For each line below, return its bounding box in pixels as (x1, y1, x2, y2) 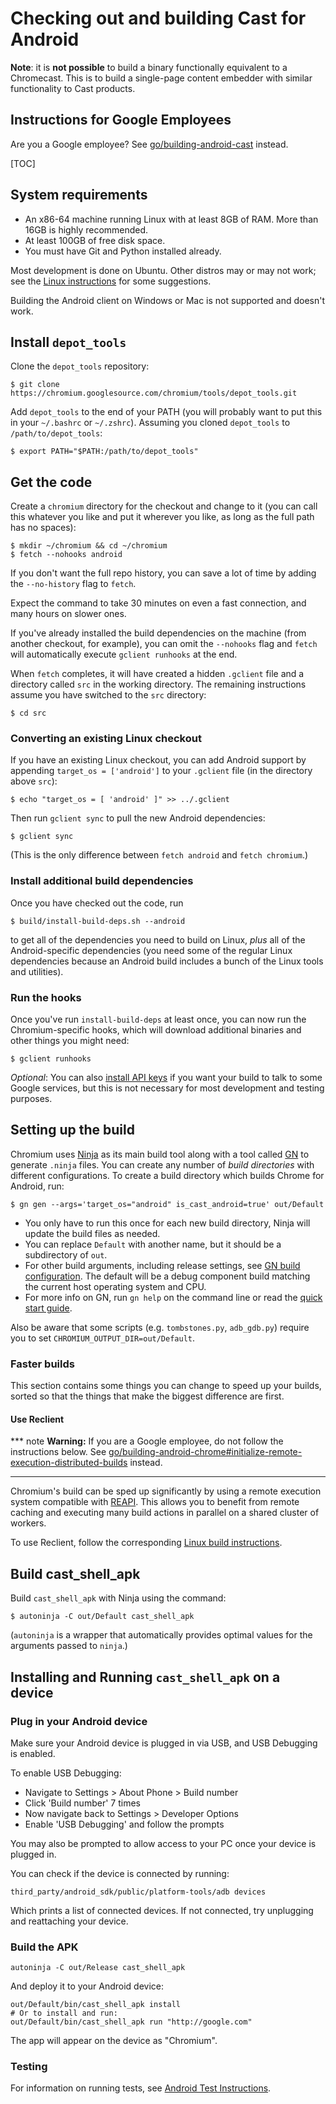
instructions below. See (10, 1446, 107, 1458)
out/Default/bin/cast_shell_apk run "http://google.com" (10, 2017, 253, 2027)
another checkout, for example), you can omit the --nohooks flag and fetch (10, 638, 318, 650)
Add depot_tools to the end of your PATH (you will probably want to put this (10, 406, 323, 418)
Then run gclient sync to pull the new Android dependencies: (10, 812, 266, 824)
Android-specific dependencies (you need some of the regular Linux (10, 944, 293, 956)
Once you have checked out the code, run (10, 897, 184, 909)
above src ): (10, 775, 58, 787)
